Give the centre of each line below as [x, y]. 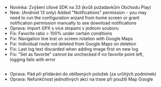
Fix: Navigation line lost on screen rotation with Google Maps [71, 39]
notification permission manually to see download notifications [73, 23]
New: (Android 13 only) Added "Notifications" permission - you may [78, 13]
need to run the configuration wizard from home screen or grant [75, 18]
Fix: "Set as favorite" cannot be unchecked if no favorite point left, [77, 55]
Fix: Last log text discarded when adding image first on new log [74, 49]
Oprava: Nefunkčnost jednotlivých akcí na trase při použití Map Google [81, 79]
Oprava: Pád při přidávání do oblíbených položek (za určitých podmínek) [83, 74]
